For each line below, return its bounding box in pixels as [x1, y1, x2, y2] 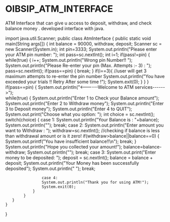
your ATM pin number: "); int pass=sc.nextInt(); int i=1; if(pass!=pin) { [5, 52, 150, 58]
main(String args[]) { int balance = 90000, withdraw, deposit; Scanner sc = [5, 40, 162, 46]
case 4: [41, 175, 58, 180]
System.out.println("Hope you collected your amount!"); [5, 143, 123, 150]
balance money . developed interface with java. [5, 25, 105, 31]
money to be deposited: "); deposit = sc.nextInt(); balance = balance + [5, 154, 153, 161]
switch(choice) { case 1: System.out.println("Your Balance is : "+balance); [5, 116, 159, 122]
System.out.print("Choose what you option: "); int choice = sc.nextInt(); [5, 111, 155, 117]
